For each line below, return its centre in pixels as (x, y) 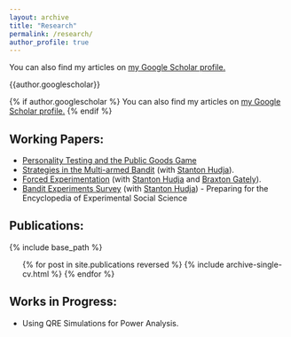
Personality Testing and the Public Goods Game (109, 161)
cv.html (35, 274)
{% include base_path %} (56, 247)
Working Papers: (57, 139)
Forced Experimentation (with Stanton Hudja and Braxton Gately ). (142, 179)
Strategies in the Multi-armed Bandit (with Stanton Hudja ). (128, 170)
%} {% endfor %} (83, 274)
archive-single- (254, 264)
